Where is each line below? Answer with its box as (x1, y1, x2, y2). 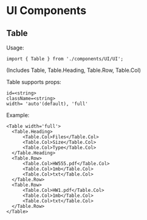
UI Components (6, 4, 87, 18)
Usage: (6, 44, 24, 51)
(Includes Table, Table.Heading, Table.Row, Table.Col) (6, 66, 142, 74)
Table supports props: (6, 79, 62, 85)
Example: (6, 112, 30, 119)
